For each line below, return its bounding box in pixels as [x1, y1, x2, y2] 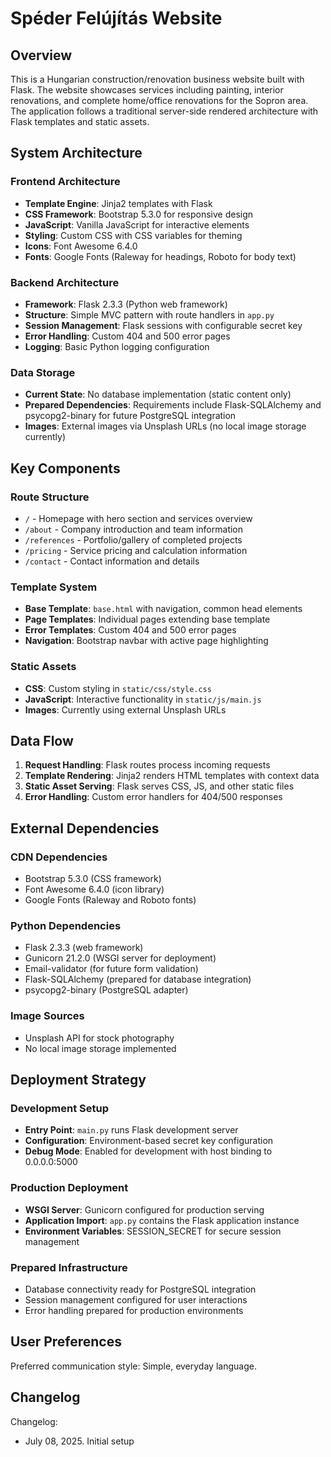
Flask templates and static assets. [10, 116, 150, 127]
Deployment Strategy [10, 1072, 147, 1089]
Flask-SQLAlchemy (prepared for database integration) [24, 973, 252, 986]
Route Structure [10, 490, 90, 504]
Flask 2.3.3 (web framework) [24, 942, 144, 954]
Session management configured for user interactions [24, 1293, 248, 1306]
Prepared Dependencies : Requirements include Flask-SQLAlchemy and [24, 399, 322, 411]
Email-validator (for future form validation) [24, 963, 199, 975]
